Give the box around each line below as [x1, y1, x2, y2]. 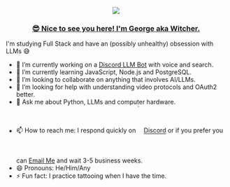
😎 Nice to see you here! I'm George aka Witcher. [32, 23, 200, 33]
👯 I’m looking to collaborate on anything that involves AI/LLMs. [15, 76, 196, 84]
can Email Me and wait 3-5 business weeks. [15, 156, 143, 165]
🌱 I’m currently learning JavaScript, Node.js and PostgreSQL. [15, 68, 192, 76]
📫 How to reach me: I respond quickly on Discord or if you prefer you [15, 126, 224, 134]
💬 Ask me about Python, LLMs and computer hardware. [15, 98, 176, 106]
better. [15, 90, 36, 99]
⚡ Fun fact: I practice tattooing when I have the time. [15, 172, 167, 180]
